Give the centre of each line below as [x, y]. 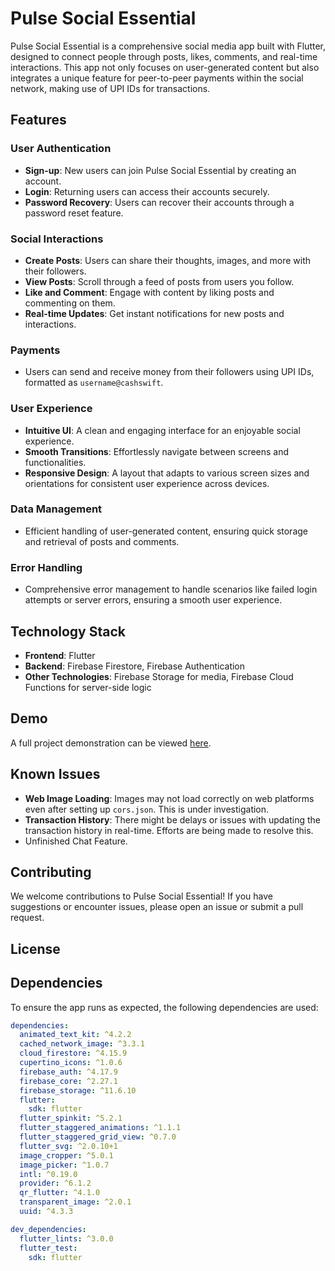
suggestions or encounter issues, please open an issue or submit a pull [157, 907]
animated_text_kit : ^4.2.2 [75, 1035]
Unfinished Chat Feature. [76, 841]
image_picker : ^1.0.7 [64, 1165]
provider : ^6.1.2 [55, 1183]
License [35, 948]
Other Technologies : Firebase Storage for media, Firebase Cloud [159, 676]
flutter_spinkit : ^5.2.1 [71, 1118]
